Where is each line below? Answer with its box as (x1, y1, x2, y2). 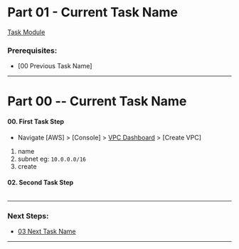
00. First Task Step (7, 117, 65, 126)
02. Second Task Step (7, 179, 74, 187)
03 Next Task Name (17, 227, 76, 235)
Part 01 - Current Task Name (7, 4, 178, 21)
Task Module (7, 28, 46, 36)
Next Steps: (7, 211, 49, 221)
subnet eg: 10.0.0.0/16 (17, 154, 87, 163)
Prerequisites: (7, 46, 58, 55)
